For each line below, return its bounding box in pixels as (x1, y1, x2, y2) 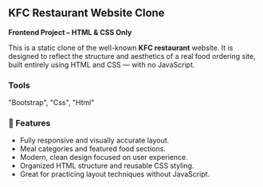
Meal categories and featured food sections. (19, 144, 166, 154)
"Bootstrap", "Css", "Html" (8, 98, 95, 107)
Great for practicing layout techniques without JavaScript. (19, 169, 210, 179)
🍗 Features (8, 118, 51, 129)
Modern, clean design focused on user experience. (19, 153, 189, 162)
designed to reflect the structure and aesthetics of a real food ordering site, (8, 51, 257, 60)
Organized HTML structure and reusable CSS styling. (19, 161, 194, 170)
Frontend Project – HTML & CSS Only (8, 27, 132, 37)
